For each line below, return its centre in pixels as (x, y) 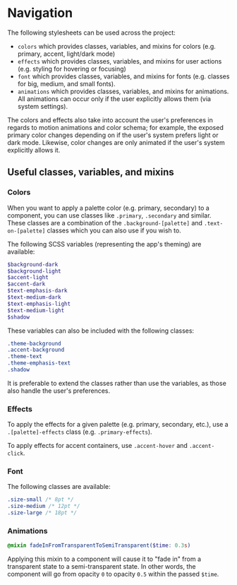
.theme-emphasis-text (39, 363)
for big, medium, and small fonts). (66, 83)
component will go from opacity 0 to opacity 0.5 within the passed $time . (113, 574)
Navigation (40, 13)
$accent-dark (26, 284)
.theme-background (34, 343)
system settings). (43, 106)
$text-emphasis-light (39, 304)
